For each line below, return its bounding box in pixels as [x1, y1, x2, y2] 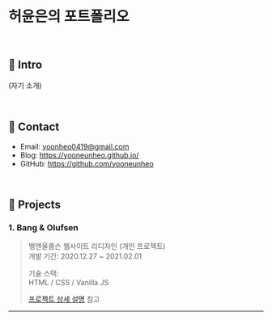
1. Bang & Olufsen [8, 221, 79, 233]
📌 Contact [8, 120, 60, 134]
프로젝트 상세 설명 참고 [28, 294, 100, 304]
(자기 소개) [8, 80, 42, 90]
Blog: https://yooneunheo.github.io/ [19, 150, 139, 160]
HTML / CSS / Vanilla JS [28, 278, 109, 288]
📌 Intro [8, 58, 43, 72]
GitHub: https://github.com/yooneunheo [19, 158, 154, 168]
